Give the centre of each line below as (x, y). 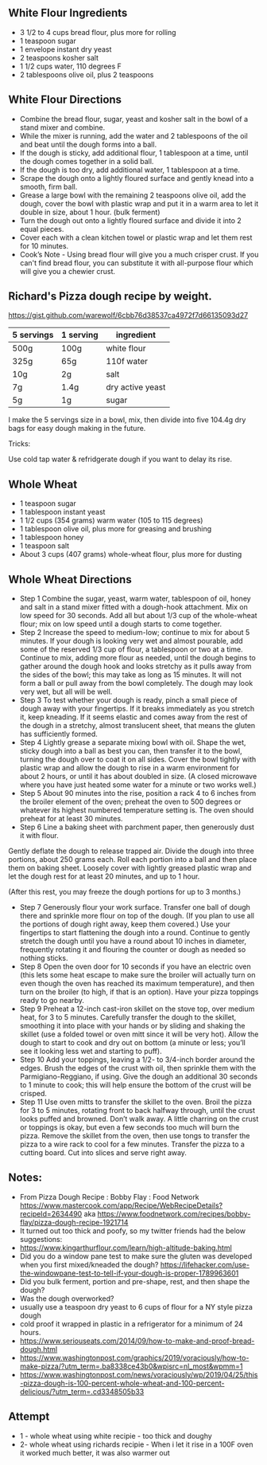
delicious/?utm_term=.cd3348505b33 (82, 1391)
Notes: (25, 1178)
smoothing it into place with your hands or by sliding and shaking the (132, 1026)
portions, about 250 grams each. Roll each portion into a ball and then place (133, 860)
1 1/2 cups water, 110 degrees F (70, 66)
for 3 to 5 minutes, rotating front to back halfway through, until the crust (137, 1111)
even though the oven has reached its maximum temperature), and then (137, 984)
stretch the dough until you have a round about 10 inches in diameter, (133, 941)
